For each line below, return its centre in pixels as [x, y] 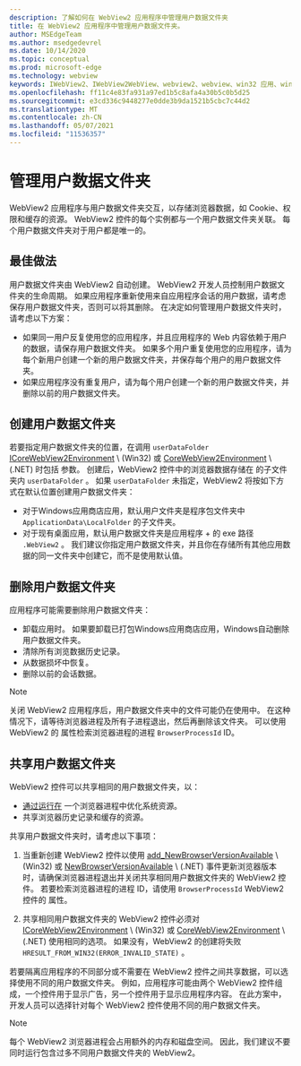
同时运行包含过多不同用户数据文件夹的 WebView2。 [104, 1053]
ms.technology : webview [54, 76]
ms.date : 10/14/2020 [48, 51]
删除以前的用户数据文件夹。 [73, 393]
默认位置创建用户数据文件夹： [80, 492]
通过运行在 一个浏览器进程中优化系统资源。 [102, 806]
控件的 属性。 [47, 900]
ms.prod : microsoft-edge [56, 68]
